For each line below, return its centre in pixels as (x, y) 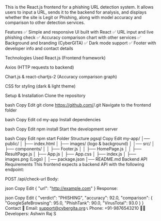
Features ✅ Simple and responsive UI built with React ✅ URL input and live (79, 32)
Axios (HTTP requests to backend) (40, 67)
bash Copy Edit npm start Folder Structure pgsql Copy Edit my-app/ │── (78, 138)
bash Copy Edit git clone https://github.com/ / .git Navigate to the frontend (78, 105)
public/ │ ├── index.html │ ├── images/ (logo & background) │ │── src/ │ (80, 144)
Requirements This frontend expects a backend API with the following (75, 164)
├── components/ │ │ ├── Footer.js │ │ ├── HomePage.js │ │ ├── (73, 149)
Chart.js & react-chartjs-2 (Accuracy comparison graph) (61, 77)
